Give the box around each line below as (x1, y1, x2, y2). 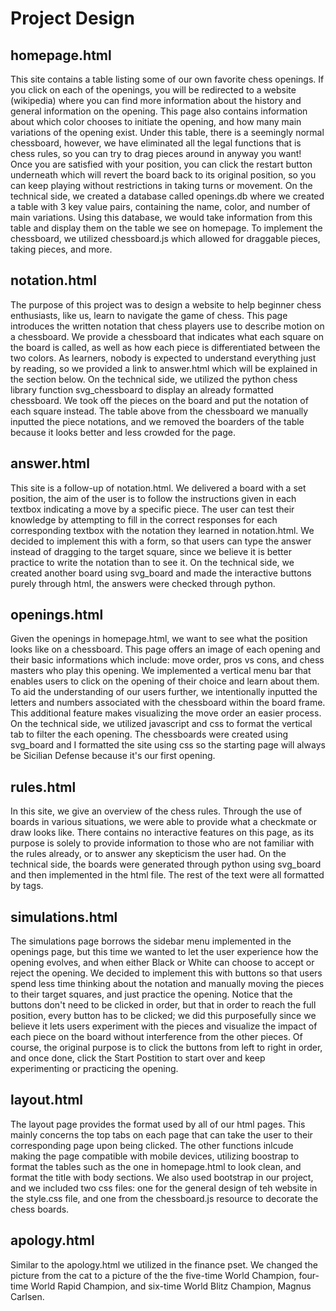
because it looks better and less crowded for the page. (10, 426, 236, 438)
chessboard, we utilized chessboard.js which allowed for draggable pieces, (10, 233, 321, 244)
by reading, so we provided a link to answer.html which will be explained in (10, 362, 318, 374)
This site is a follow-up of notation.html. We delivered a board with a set (10, 482, 307, 494)
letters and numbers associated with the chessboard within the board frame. (10, 697, 326, 709)
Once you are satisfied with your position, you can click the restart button (10, 158, 313, 170)
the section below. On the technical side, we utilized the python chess (10, 373, 298, 385)
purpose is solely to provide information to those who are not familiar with (10, 837, 315, 849)
